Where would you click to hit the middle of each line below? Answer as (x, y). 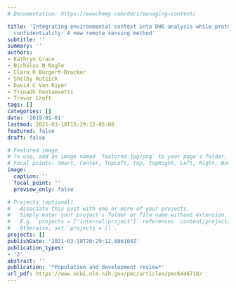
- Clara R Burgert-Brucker (47, 72)
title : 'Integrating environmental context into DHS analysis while (110, 26)
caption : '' (31, 176)
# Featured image (33, 150)
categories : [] (29, 112)
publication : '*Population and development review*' (86, 268)
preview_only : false (44, 189)
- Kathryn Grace (31, 59)
